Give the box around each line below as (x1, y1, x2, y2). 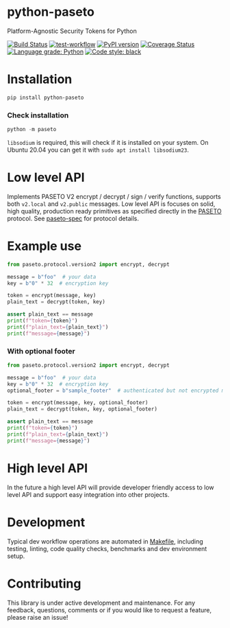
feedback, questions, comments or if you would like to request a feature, (7, 605, 212, 614)
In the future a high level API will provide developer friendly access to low (7, 483, 214, 491)
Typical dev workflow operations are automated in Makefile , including (7, 537, 203, 546)
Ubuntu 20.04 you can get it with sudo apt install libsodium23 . (7, 146, 190, 154)
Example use (7, 238, 82, 254)
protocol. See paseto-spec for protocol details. (7, 214, 139, 222)
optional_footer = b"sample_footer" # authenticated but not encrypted (7, 387, 219, 394)
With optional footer (7, 346, 75, 356)
